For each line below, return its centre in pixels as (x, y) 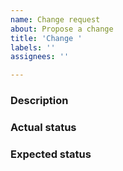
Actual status (43, 127)
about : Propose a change (62, 29)
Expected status (51, 154)
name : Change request (55, 19)
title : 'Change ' (46, 38)
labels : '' (33, 47)
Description (39, 101)
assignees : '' (40, 57)
